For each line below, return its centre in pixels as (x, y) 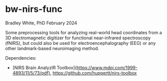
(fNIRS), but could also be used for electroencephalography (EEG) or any (80, 43)
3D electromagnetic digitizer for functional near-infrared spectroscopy (78, 38)
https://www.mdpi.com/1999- (107, 68)
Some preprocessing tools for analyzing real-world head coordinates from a (83, 32)
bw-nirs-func (34, 9)
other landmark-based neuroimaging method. (52, 48)
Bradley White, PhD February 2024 (41, 23)
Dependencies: (21, 58)
